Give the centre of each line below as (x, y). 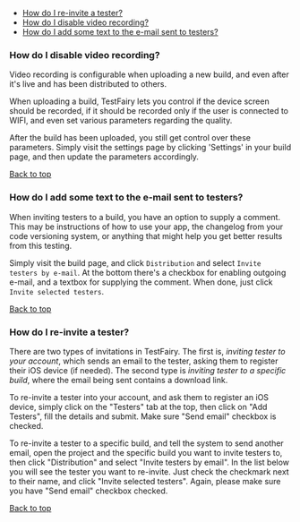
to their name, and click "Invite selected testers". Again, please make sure (145, 481)
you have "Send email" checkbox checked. (89, 491)
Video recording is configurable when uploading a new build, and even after (149, 74)
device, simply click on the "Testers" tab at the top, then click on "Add (138, 406)
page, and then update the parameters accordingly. (104, 157)
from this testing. (41, 245)
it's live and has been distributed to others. (88, 84)
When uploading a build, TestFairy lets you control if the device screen (140, 101)
